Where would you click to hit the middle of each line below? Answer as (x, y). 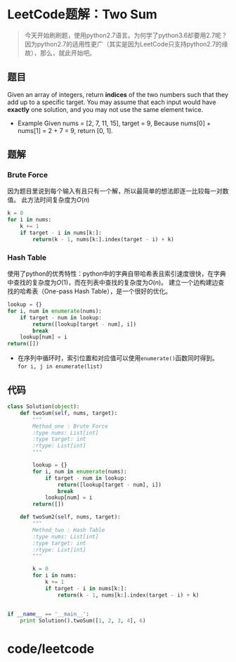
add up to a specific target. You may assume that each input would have (112, 102)
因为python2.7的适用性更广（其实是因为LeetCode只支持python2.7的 (123, 44)
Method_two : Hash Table (69, 530)
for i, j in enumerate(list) (60, 367)
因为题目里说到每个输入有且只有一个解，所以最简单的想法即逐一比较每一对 (115, 191)
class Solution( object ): (44, 407)
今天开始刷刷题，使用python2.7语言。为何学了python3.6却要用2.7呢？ (126, 35)
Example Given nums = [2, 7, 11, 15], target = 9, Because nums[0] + (114, 123)
